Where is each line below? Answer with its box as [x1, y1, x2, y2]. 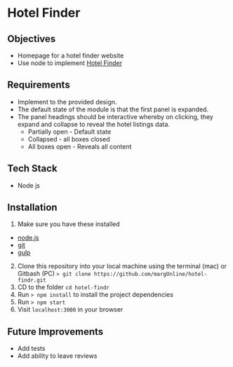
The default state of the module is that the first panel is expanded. [17, 105, 209, 113]
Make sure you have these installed [17, 220, 120, 228]
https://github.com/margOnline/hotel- [93, 271, 208, 278]
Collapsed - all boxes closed [27, 134, 110, 143]
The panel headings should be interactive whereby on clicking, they [17, 112, 214, 120]
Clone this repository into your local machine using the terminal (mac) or [17, 262, 227, 270]
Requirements [7, 79, 70, 91]
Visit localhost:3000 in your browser [17, 305, 124, 314]
